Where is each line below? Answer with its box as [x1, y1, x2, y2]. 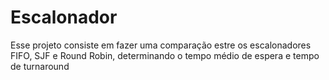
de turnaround [10, 60, 70, 72]
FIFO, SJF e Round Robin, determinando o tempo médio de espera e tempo [10, 49, 320, 61]
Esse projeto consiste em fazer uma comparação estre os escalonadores [10, 39, 312, 51]
